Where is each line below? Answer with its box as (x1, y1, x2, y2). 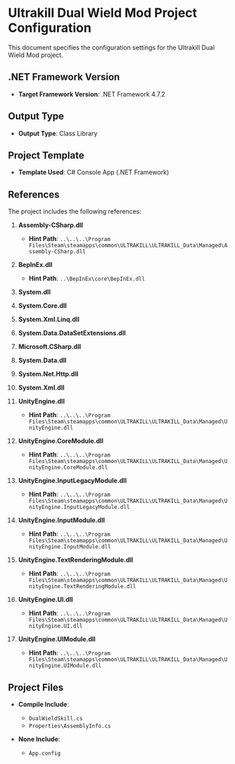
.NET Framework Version (8, 71, 120, 83)
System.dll (18, 288, 51, 297)
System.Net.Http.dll (18, 370, 79, 378)
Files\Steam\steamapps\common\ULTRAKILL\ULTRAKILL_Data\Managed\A (28, 242, 228, 249)
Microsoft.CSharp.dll (18, 343, 82, 351)
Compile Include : (18, 700, 70, 708)
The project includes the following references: (8, 207, 141, 216)
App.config (28, 750, 61, 757)
